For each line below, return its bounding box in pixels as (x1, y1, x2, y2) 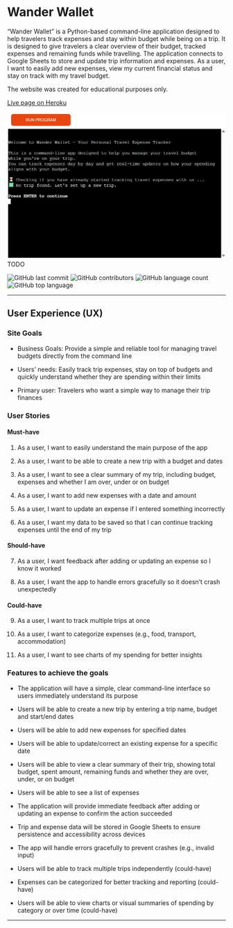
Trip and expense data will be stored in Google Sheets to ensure (17, 822, 201, 831)
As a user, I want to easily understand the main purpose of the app (17, 443, 208, 452)
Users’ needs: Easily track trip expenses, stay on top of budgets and (17, 365, 213, 373)
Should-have (7, 542, 46, 550)
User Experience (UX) (7, 307, 103, 320)
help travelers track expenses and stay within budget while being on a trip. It (7, 34, 226, 42)
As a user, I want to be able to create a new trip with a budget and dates (17, 457, 223, 465)
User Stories (7, 411, 51, 421)
